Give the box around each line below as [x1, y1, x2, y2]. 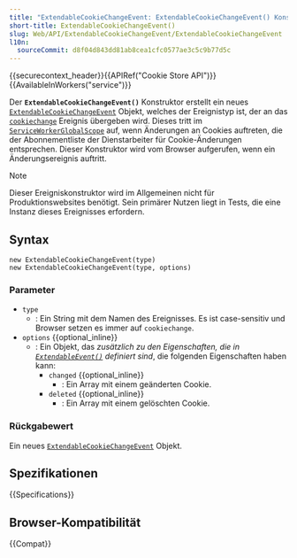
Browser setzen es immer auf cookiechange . [34, 322, 194, 333]
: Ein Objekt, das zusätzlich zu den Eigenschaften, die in [34, 342, 240, 353]
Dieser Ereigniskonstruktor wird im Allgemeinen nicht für [9, 188, 215, 198]
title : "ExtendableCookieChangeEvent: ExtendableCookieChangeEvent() [9, 12, 271, 22]
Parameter [9, 283, 56, 296]
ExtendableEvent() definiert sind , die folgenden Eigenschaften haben [34, 351, 287, 361]
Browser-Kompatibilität [9, 515, 141, 530]
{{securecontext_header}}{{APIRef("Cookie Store [9, 70, 189, 81]
